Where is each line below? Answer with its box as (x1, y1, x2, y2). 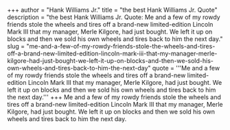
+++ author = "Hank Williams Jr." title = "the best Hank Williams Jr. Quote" (7, 6, 218, 14)
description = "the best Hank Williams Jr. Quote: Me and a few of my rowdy (7, 13, 221, 21)
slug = (7, 42, 25, 50)
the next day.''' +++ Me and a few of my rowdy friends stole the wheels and (7, 93, 222, 101)
